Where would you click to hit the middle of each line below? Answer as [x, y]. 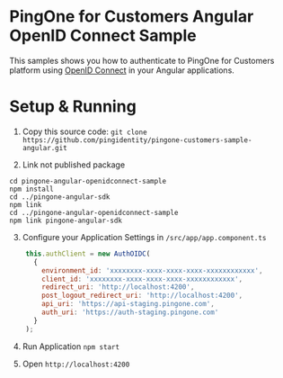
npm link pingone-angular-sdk [66, 220]
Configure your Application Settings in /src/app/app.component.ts [144, 237]
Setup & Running [73, 107]
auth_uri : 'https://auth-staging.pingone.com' [130, 312]
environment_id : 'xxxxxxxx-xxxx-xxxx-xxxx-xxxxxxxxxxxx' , [152, 270]
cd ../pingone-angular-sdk [60, 197]
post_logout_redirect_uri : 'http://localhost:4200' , [142, 296]
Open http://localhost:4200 [76, 364]
